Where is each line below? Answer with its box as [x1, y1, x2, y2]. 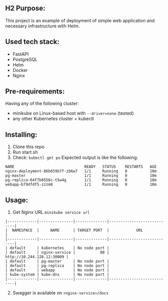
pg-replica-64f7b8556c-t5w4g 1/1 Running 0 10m [5, 178, 157, 183]
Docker [12, 67, 28, 73]
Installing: [5, 130, 38, 139]
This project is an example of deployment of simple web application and [5, 17, 155, 23]
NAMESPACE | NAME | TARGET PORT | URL [12, 228, 143, 233]
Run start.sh [12, 149, 38, 155]
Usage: [5, 196, 29, 204]
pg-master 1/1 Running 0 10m [5, 173, 157, 179]
